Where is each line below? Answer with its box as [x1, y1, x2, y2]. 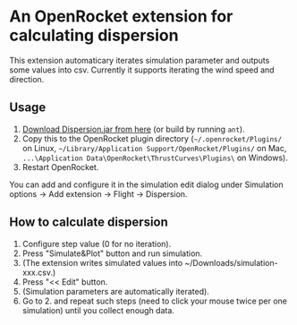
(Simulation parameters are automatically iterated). [21, 286, 210, 296]
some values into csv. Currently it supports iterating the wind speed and [9, 64, 275, 75]
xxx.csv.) [21, 267, 56, 278]
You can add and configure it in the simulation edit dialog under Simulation [9, 179, 284, 190]
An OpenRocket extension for [9, 6, 233, 27]
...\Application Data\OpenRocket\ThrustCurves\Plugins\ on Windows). [21, 152, 288, 163]
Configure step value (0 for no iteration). [21, 238, 172, 249]
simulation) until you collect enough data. [21, 304, 174, 315]
